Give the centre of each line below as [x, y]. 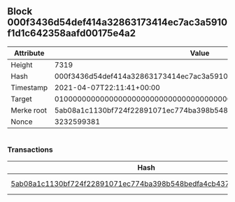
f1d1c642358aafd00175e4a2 [72, 33]
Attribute [29, 53]
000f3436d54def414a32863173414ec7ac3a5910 [117, 23]
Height [22, 64]
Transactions [30, 150]
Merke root [29, 110]
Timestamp [29, 87]
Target [22, 99]
